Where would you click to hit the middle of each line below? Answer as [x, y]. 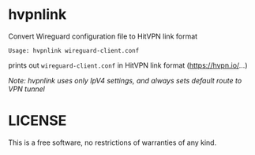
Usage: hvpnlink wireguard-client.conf [74, 50]
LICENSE [37, 121]
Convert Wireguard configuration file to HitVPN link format [103, 36]
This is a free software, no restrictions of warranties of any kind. [112, 142]
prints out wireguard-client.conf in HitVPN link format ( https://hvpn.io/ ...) [128, 65]
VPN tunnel [26, 89]
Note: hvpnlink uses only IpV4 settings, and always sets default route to [125, 80]
